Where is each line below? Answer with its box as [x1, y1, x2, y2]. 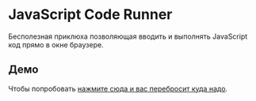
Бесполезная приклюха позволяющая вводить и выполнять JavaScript [8, 32, 248, 41]
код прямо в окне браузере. [8, 39, 105, 49]
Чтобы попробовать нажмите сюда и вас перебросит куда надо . [8, 84, 228, 93]
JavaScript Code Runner [8, 6, 173, 24]
